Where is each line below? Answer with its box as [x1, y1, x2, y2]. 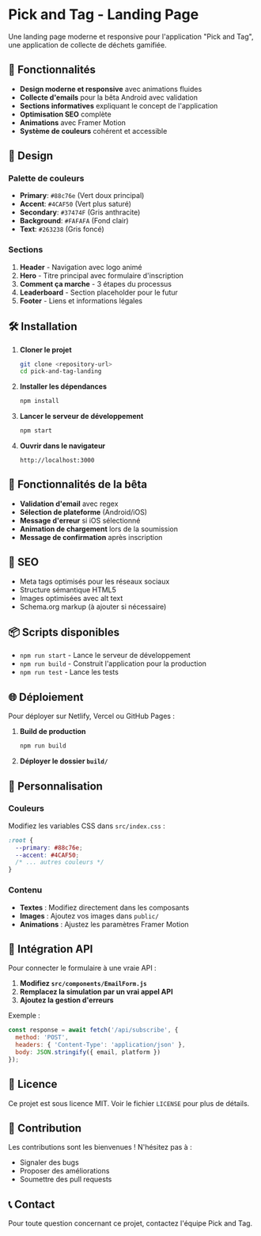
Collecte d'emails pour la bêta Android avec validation [19, 93, 198, 102]
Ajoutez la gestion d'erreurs [19, 995, 114, 1005]
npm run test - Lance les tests [19, 667, 119, 677]
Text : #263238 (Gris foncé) [19, 224, 104, 234]
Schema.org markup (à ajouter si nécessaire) [19, 602, 167, 611]
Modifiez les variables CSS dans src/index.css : [8, 821, 166, 831]
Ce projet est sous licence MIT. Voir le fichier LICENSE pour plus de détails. [8, 1098, 250, 1108]
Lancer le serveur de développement [19, 412, 144, 421]
